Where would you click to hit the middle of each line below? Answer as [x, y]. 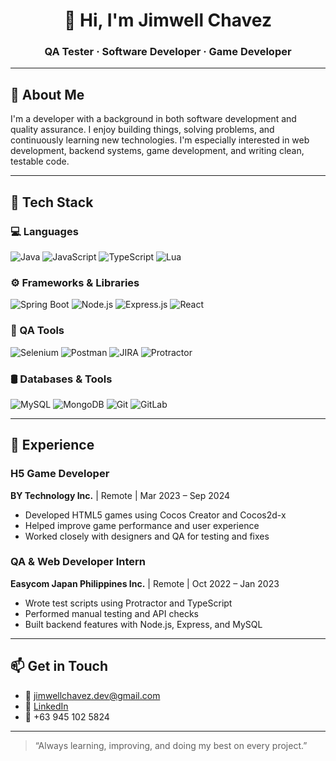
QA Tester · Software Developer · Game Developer [168, 52]
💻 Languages [44, 231]
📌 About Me [47, 94]
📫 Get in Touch [59, 666]
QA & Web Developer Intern [78, 562]
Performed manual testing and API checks [111, 613]
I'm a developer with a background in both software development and [153, 119]
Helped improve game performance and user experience [142, 525]
